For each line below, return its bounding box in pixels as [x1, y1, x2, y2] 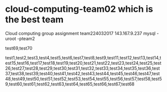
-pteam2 [17, 36, 35, 42]
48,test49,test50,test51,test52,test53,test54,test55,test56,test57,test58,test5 [5, 76, 162, 82]
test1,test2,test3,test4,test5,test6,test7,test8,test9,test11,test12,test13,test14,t [5, 54, 162, 60]
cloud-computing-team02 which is [5, 3, 154, 15]
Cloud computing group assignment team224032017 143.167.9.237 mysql [5, 30, 156, 36]
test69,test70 [5, 45, 32, 51]
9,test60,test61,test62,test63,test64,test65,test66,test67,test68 [5, 81, 135, 87]
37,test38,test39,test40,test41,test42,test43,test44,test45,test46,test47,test [5, 70, 160, 76]
